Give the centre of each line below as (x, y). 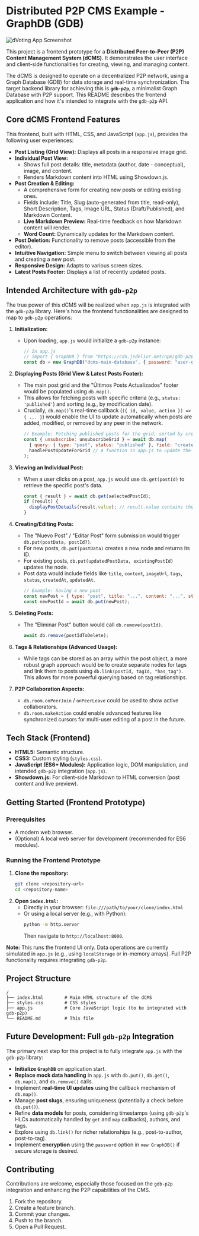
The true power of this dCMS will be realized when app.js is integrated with (98, 305)
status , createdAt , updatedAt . (59, 580)
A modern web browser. (44, 833)
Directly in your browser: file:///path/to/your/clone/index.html (103, 907)
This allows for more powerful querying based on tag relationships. (105, 677)
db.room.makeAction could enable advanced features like (92, 713)
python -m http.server (52, 925)
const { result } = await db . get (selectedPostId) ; (87, 496)
